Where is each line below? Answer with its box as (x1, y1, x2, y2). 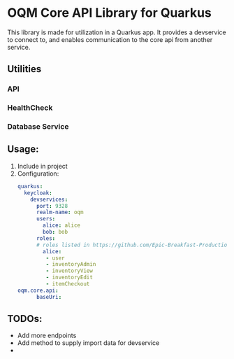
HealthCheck (7, 103, 53, 113)
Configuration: (17, 169, 59, 178)
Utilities (7, 63, 42, 75)
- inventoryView (45, 267, 93, 274)
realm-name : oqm (36, 209, 84, 216)
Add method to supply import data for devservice (17, 339, 160, 347)
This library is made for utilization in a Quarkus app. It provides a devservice (7, 28, 227, 36)
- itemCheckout (45, 281, 90, 288)
